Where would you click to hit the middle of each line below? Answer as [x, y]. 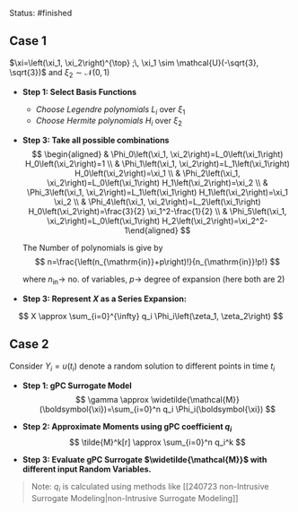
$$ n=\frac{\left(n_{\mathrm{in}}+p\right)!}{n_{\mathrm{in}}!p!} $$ [158, 262]
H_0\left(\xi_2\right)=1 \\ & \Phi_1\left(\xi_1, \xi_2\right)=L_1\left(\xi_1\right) [158, 164]
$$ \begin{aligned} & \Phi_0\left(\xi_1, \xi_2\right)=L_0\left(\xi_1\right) [158, 154]
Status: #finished [41, 13]
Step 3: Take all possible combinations [96, 140]
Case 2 [29, 344]
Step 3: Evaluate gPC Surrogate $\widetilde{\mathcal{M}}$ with [145, 460]
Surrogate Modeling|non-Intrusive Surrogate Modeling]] [135, 499]
